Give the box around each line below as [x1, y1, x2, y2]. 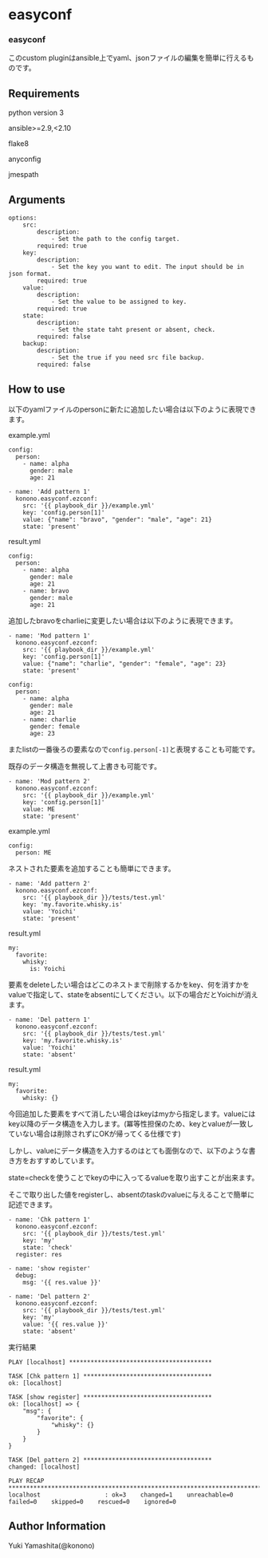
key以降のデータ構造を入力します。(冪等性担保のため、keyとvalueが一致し [8, 1118, 254, 1128]
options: [8, 214, 37, 223]
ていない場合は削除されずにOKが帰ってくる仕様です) [8, 1129, 181, 1138]
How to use [8, 382, 65, 396]
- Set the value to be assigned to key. [50, 298, 187, 306]
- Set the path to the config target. [50, 235, 180, 243]
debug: [15, 1271, 37, 1280]
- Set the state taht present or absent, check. [50, 325, 216, 334]
